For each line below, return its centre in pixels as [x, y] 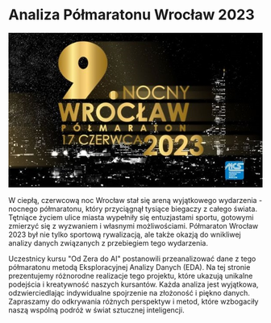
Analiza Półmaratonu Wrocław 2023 [132, 15]
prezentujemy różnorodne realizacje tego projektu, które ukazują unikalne [131, 275]
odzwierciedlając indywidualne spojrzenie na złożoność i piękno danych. [129, 292]
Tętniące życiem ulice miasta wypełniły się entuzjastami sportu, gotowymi [131, 217]
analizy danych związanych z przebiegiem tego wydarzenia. [108, 242]
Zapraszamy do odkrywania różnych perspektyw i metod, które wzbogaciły [133, 301]
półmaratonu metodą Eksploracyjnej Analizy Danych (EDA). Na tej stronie [129, 267]
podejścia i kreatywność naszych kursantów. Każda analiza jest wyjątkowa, [133, 284]
